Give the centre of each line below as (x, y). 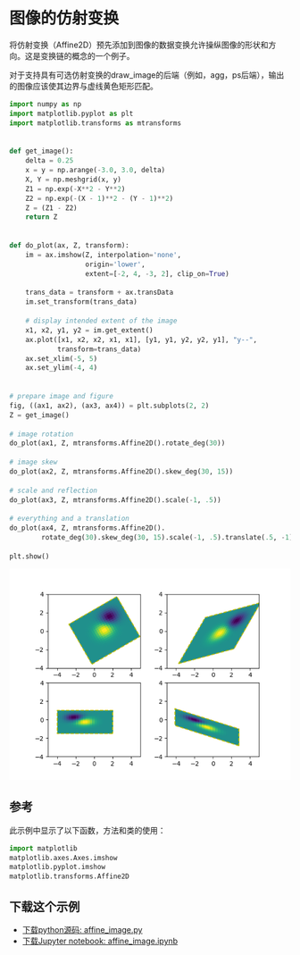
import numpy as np (46, 104)
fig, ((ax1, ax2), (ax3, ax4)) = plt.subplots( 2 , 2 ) (109, 406)
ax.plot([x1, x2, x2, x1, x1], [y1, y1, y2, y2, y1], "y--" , (141, 339)
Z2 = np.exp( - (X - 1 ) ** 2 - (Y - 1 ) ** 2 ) (100, 198)
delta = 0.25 (50, 161)
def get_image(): (42, 151)
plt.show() (29, 556)
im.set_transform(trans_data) (82, 302)
